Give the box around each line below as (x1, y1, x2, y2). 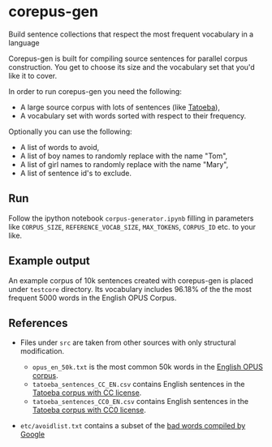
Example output (8, 254, 91, 268)
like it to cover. (8, 71, 58, 80)
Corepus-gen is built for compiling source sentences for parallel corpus (8, 54, 248, 63)
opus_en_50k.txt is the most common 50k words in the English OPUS (32, 362, 264, 372)
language (8, 37, 40, 47)
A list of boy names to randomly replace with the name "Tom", (19, 151, 228, 161)
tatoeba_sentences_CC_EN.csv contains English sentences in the (32, 380, 245, 389)
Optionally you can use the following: (8, 127, 132, 136)
